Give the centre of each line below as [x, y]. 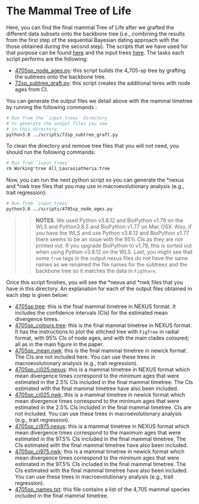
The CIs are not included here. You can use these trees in [85, 357]
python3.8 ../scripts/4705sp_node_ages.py [59, 209]
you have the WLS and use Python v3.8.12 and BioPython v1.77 [112, 233]
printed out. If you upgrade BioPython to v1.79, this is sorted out [113, 245]
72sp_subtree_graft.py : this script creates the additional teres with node [102, 83]
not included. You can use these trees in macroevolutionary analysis [98, 413]
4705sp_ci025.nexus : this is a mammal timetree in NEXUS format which [102, 369]
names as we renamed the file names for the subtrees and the [111, 264]
